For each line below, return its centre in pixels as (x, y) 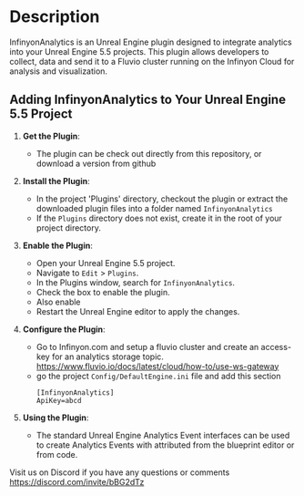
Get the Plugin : (51, 136)
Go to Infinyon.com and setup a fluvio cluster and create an (147, 346)
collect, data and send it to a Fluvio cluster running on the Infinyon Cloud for (152, 61)
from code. (57, 454)
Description (55, 17)
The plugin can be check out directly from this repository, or (149, 153)
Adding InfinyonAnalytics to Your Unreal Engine (148, 100)
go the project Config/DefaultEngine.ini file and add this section (158, 376)
